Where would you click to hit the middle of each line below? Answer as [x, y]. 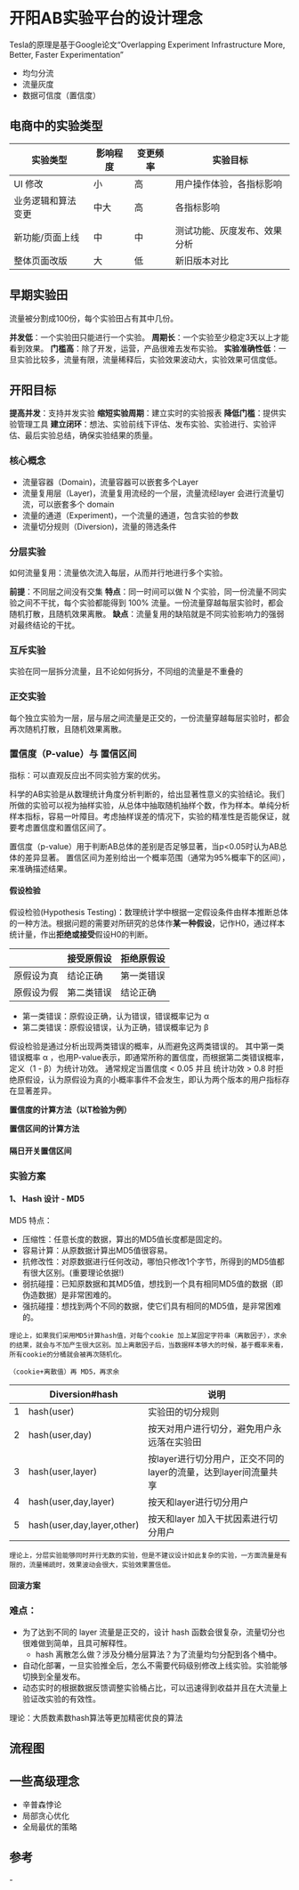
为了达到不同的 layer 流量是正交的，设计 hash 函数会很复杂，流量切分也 [154, 1632]
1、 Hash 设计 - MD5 [47, 1199]
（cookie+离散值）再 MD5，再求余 [65, 1372]
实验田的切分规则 [184, 1412]
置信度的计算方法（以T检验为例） [70, 1110]
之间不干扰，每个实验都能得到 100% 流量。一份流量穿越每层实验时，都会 [150, 603]
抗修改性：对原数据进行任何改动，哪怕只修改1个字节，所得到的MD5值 [149, 1261]
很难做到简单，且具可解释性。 [77, 1643]
